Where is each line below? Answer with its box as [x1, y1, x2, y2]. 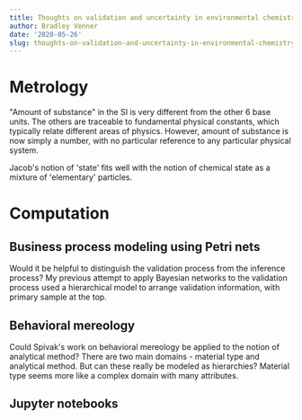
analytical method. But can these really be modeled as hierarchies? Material [9, 361, 290, 371]
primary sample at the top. [9, 291, 108, 302]
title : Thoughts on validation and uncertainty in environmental [9, 13, 259, 22]
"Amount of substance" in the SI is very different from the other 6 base [9, 107, 271, 118]
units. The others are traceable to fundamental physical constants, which [9, 116, 280, 127]
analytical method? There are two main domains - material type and [9, 352, 261, 362]
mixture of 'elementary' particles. [9, 172, 133, 183]
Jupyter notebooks [9, 397, 119, 412]
